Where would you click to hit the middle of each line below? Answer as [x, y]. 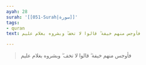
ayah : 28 [17, 12]
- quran [16, 28]
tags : [13, 22]
